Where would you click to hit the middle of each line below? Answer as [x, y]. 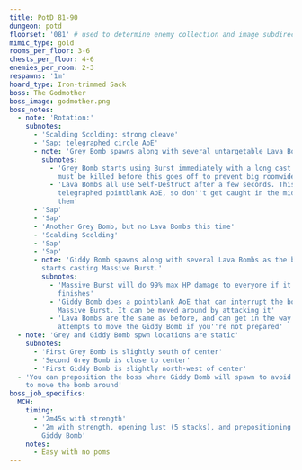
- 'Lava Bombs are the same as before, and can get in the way [170, 319]
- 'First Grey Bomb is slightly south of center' [128, 351]
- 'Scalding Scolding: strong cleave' [106, 135]
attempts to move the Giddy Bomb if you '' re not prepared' [170, 327]
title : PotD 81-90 [44, 18]
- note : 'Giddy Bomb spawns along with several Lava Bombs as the [160, 260]
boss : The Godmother [48, 93]
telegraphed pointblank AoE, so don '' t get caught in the [168, 193]
